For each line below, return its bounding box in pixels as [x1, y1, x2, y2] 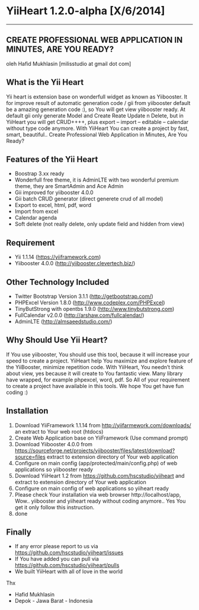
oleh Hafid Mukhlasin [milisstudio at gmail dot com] [6, 60, 131, 67]
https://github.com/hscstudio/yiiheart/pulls [14, 562, 120, 569]
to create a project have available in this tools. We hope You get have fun [6, 382, 184, 389]
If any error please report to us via [14, 543, 98, 550]
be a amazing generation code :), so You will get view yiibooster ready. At [6, 106, 185, 113]
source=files [14, 453, 46, 460]
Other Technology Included [6, 277, 110, 287]
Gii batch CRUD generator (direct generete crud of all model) [14, 195, 163, 202]
